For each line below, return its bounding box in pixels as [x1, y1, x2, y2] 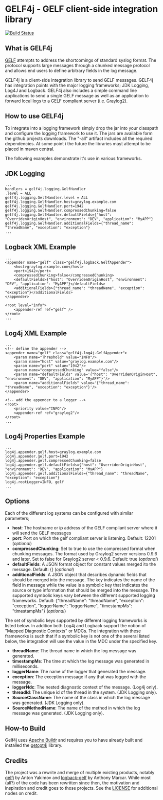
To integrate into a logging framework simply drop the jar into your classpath [5, 125, 159, 131]
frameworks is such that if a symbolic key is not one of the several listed [5, 633, 150, 639]
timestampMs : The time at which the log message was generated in [12, 658, 149, 664]
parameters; [5, 515, 30, 521]
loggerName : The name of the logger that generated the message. [12, 668, 147, 674]
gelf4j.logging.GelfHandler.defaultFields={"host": [5, 212, 112, 217]
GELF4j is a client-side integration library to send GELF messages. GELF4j [5, 77, 153, 83]
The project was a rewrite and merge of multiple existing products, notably [5, 770, 155, 776]
